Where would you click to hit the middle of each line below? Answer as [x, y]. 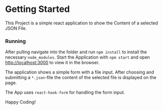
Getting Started [38, 9]
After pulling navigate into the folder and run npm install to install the [76, 52]
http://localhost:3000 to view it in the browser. [53, 63]
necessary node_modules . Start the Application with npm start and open [78, 57]
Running [16, 41]
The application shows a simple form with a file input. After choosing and [80, 72]
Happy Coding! [21, 102]
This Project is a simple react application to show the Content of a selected [81, 23]
